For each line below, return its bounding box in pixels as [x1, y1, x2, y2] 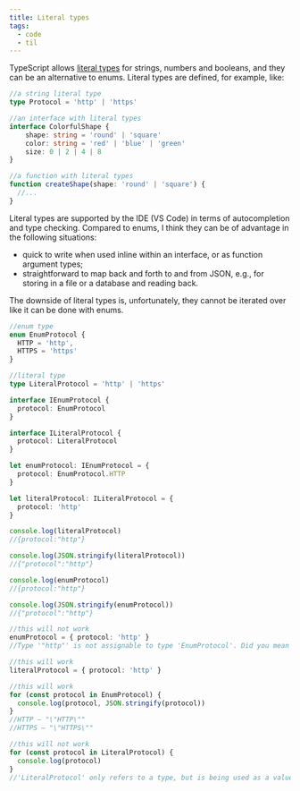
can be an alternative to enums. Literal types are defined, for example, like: [9, 72, 285, 83]
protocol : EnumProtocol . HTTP [17, 470, 126, 479]
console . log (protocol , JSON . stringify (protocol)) [17, 699, 205, 708]
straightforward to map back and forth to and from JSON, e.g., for [21, 268, 265, 278]
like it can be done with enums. [9, 304, 124, 315]
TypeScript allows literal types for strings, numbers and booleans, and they [9, 63, 286, 73]
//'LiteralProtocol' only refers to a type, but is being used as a [9, 773, 270, 782]
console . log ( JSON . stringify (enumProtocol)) [9, 600, 174, 609]
